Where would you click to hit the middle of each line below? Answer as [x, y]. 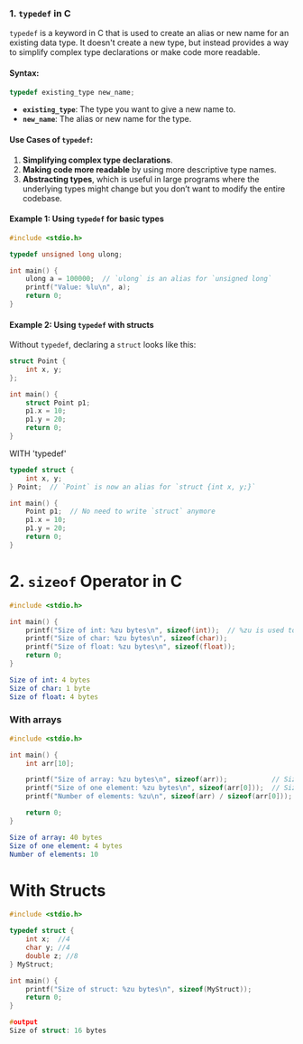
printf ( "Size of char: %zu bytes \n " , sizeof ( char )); [127, 639]
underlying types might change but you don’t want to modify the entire [154, 189]
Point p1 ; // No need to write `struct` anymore [121, 512]
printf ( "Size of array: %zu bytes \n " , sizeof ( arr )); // [153, 779]
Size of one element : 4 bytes [66, 846]
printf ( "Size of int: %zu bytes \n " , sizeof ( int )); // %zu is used [155, 630]
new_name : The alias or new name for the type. [107, 119]
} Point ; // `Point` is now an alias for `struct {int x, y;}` [133, 487]
